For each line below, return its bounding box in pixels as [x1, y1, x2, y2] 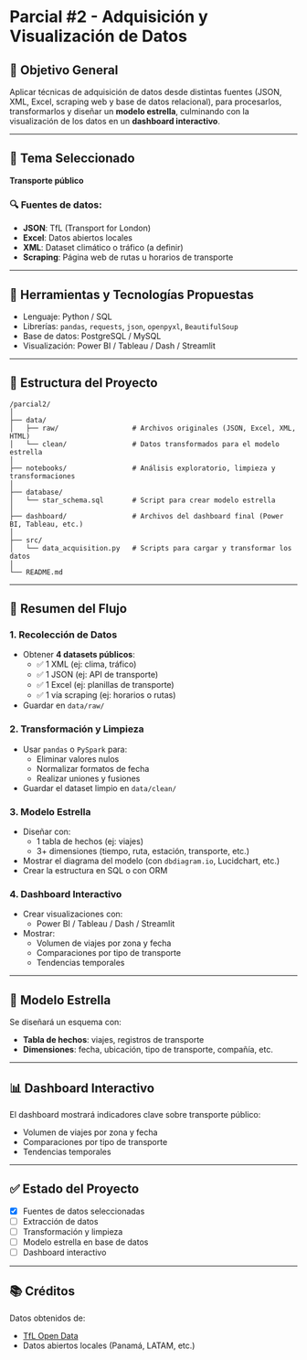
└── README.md [9, 567, 64, 577]
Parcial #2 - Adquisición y [9, 6, 208, 27]
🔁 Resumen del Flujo [9, 601, 128, 616]
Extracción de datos [22, 1215, 99, 1226]
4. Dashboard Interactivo [9, 887, 122, 900]
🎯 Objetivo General [9, 62, 119, 78]
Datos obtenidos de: [9, 1312, 86, 1323]
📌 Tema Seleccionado [9, 151, 135, 166]
